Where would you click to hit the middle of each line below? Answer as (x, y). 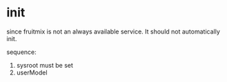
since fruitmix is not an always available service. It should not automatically (113, 31)
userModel (32, 72)
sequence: (22, 52)
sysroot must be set (45, 65)
